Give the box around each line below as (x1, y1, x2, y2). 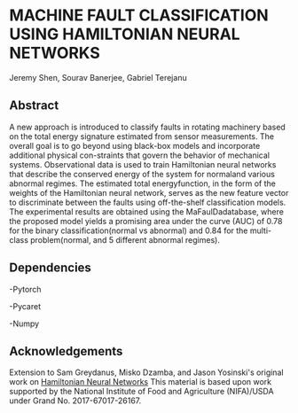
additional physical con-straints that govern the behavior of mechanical (9, 150, 271, 160)
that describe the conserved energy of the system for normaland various (9, 168, 275, 179)
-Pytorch (9, 284, 42, 294)
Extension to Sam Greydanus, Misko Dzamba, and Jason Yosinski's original (9, 367, 284, 378)
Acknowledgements (9, 343, 123, 359)
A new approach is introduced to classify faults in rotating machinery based (9, 121, 286, 132)
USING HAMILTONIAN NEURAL (9, 24, 241, 44)
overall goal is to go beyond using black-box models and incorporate (9, 140, 261, 151)
